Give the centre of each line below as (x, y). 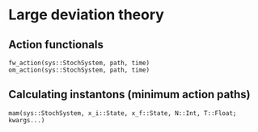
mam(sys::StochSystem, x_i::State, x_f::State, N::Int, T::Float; (123, 113)
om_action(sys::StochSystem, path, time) (79, 70)
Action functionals (56, 45)
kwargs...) (27, 120)
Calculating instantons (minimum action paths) (129, 95)
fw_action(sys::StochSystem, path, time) (79, 63)
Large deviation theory (86, 15)
